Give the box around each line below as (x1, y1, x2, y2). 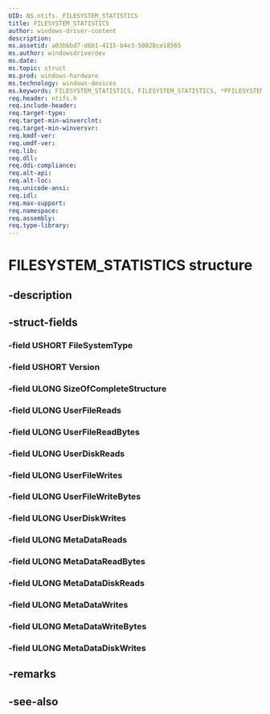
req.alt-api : (8, 169, 52, 177)
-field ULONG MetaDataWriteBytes (8, 621, 147, 632)
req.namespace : (8, 206, 59, 214)
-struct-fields (8, 316, 78, 330)
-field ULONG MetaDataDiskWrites (8, 642, 146, 654)
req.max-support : (8, 199, 67, 207)
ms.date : (8, 57, 38, 65)
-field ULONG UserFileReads (8, 405, 122, 416)
